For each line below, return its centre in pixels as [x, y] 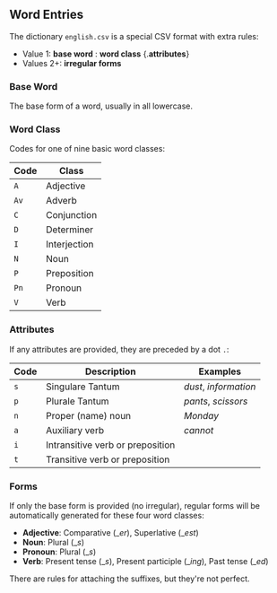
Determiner [70, 230]
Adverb [62, 201]
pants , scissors [216, 401]
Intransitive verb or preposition [111, 445]
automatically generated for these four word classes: [107, 515]
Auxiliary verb [75, 430]
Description [110, 371]
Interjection [70, 244]
